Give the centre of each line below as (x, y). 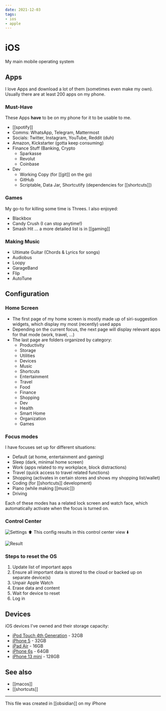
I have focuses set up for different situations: (51, 447)
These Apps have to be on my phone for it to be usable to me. (68, 118)
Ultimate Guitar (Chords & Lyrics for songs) (56, 252)
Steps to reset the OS (31, 556)
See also (19, 672)
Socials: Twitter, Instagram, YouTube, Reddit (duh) (63, 138)
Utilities (27, 355)
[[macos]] (22, 684)
